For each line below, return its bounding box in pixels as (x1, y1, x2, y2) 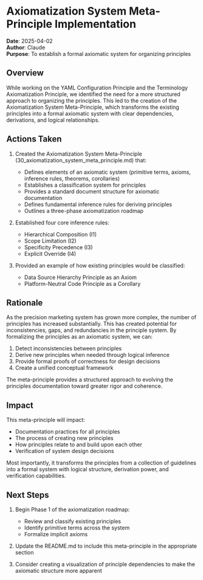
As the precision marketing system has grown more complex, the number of (6, 314, 196, 321)
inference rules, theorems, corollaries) (24, 174, 120, 182)
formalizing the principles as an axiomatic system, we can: (6, 333, 153, 340)
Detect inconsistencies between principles (15, 345, 122, 352)
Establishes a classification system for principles (24, 181, 146, 188)
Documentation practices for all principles (15, 428, 120, 435)
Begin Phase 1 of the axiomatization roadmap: (15, 506, 130, 513)
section (15, 549, 34, 556)
